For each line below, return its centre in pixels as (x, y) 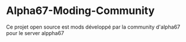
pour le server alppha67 (35, 33)
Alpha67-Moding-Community (80, 11)
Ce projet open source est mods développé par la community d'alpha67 (93, 27)
